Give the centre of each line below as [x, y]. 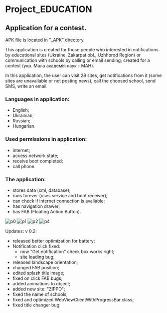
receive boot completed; [38, 161]
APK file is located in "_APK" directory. [45, 40]
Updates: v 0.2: [21, 231]
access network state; [35, 155]
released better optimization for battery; [54, 241]
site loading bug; [37, 257]
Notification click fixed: [36, 246]
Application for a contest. [46, 28]
